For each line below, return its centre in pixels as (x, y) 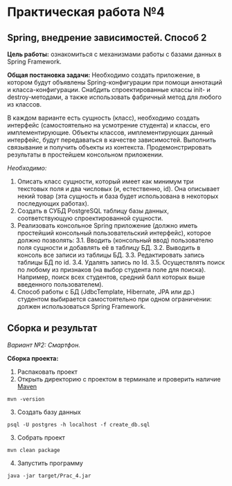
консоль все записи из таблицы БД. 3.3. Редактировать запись (111, 255)
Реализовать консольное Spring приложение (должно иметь (107, 225)
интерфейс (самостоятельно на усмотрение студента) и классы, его (109, 125)
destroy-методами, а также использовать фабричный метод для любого (114, 97)
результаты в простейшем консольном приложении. (86, 154)
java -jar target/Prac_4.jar (49, 476)
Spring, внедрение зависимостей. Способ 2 (107, 38)
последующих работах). (53, 204)
